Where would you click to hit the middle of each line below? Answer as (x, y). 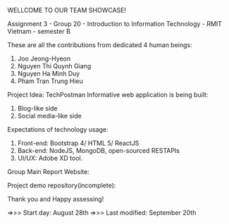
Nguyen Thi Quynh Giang (54, 66)
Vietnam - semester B (39, 31)
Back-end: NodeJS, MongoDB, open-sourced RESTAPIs (98, 150)
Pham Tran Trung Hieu (50, 81)
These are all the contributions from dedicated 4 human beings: (100, 45)
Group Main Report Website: (48, 172)
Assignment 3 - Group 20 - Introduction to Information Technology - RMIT (114, 24)
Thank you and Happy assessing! (56, 199)
